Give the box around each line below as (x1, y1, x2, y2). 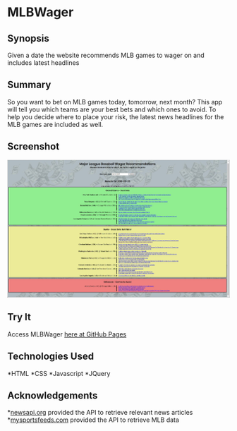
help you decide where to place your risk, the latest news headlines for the (7, 112, 224, 121)
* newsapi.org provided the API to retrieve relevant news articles (7, 408, 193, 417)
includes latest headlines (7, 59, 80, 67)
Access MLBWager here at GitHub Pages (7, 329, 127, 339)
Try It (7, 311, 32, 323)
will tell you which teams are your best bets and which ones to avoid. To (7, 105, 217, 114)
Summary (7, 79, 51, 91)
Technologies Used (7, 351, 94, 363)
